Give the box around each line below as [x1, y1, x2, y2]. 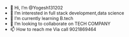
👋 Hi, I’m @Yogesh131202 [10, 5, 63, 10]
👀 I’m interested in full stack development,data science [10, 10, 124, 16]
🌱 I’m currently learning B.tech [10, 15, 73, 21]
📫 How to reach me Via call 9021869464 [10, 26, 97, 32]
